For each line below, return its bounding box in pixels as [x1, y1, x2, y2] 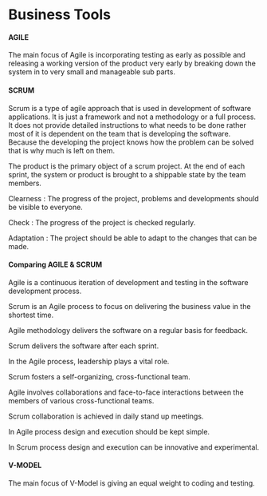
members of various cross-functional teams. [8, 395, 155, 405]
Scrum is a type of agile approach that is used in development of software [8, 103, 252, 113]
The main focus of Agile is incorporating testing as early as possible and [8, 50, 245, 60]
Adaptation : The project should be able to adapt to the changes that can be [8, 233, 257, 243]
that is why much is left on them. [8, 145, 116, 155]
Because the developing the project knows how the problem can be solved [8, 137, 254, 147]
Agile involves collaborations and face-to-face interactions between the [8, 387, 245, 397]
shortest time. [8, 310, 54, 319]
